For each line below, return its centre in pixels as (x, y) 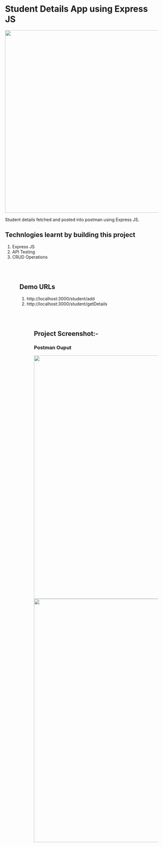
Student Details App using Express (76, 9)
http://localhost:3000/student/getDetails (67, 304)
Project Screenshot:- (66, 334)
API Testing (24, 252)
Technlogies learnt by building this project (70, 235)
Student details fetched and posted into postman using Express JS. (72, 220)
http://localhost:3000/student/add (61, 298)
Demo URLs (37, 287)
